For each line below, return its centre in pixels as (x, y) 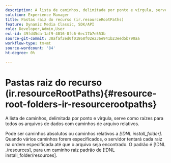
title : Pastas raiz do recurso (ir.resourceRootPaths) (65, 19)
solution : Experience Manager (37, 15)
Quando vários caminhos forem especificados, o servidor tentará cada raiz (84, 139)
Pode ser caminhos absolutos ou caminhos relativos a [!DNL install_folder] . (84, 134)
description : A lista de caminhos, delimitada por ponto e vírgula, (79, 10)
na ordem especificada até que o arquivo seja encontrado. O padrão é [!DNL (85, 145)
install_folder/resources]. (31, 155)
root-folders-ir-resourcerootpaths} (81, 104)
